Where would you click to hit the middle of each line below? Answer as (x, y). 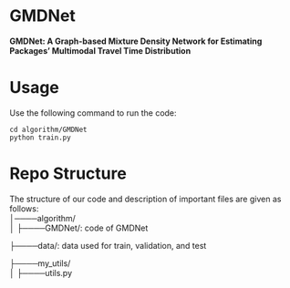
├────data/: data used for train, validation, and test (108, 245)
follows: (24, 208)
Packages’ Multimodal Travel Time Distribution (100, 50)
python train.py (40, 138)
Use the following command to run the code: (93, 113)
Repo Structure (68, 174)
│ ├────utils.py (41, 273)
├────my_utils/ (40, 263)
